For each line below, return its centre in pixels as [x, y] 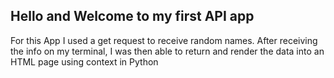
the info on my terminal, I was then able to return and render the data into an [167, 51]
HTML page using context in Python [84, 61]
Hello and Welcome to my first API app [132, 16]
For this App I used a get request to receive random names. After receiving [164, 40]
